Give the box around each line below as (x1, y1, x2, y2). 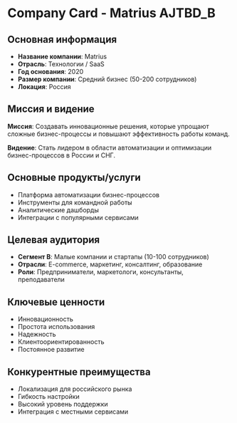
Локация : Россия (17, 83, 71, 90)
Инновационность (17, 315, 73, 323)
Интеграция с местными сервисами (17, 407, 129, 416)
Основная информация (7, 33, 117, 46)
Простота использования (17, 323, 95, 331)
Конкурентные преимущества (7, 365, 151, 378)
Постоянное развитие (17, 345, 85, 354)
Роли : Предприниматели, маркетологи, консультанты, (17, 268, 184, 276)
